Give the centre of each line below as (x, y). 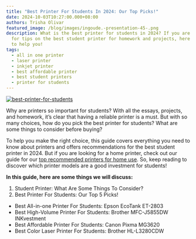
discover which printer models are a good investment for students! (87, 166)
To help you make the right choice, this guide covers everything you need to (98, 141)
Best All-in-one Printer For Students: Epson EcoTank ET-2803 (89, 206)
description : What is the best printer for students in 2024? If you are (98, 33)
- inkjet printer (33, 66)
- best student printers (42, 77)
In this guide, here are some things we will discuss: (70, 177)
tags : (13, 50)
